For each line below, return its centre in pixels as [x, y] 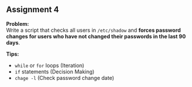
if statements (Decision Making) [54, 71]
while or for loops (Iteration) [49, 65]
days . [13, 42]
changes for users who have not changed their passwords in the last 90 [96, 36]
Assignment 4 [32, 10]
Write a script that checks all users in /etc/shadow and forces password [94, 30]
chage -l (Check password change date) [64, 78]
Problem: [18, 24]
